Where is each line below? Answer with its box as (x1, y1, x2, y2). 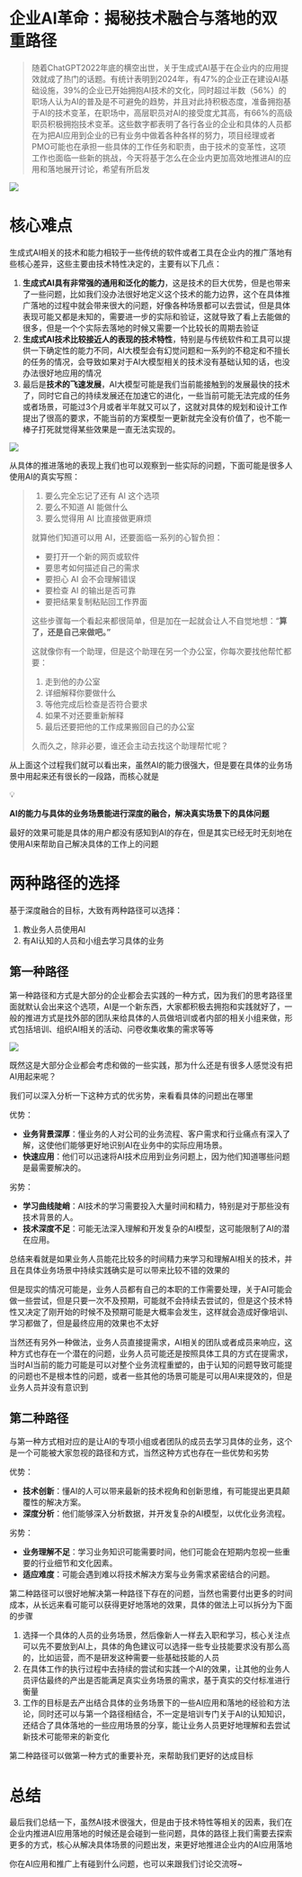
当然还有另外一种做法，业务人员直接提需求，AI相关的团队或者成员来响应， (9, 1336, 285, 1347)
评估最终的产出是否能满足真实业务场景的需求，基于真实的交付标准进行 (30, 1675, 290, 1686)
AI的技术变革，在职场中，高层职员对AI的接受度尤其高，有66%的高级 (39, 107, 293, 118)
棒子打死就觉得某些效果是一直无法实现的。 (22, 424, 181, 434)
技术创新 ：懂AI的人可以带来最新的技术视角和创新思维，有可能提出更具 (22, 1486, 283, 1497)
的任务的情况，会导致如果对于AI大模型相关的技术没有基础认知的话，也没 (22, 356, 290, 367)
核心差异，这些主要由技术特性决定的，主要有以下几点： (16, 258, 222, 269)
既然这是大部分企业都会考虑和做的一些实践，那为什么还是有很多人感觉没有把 (9, 1060, 293, 1071)
